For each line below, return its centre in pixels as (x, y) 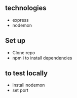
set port (20, 90)
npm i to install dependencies (42, 58)
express (20, 20)
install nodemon (29, 85)
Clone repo (24, 52)
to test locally (26, 73)
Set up (15, 41)
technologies (26, 8)
